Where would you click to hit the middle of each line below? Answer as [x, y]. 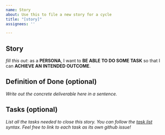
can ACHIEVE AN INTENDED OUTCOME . [48, 66]
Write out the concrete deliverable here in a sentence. [61, 94]
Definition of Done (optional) [51, 82]
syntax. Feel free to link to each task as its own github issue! [68, 127]
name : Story [18, 10]
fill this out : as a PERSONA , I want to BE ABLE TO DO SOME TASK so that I [83, 61]
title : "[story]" [24, 19]
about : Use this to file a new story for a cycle [59, 15]
